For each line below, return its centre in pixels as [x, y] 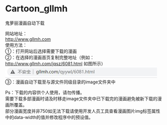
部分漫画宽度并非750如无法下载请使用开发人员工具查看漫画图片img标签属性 [83, 111]
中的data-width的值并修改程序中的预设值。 [49, 117]
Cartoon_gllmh [36, 9]
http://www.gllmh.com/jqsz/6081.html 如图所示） [55, 63]
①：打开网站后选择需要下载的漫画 [41, 51]
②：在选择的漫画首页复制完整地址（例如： [50, 57]
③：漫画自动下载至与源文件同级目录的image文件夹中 [60, 82]
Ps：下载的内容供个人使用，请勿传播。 [45, 92]
